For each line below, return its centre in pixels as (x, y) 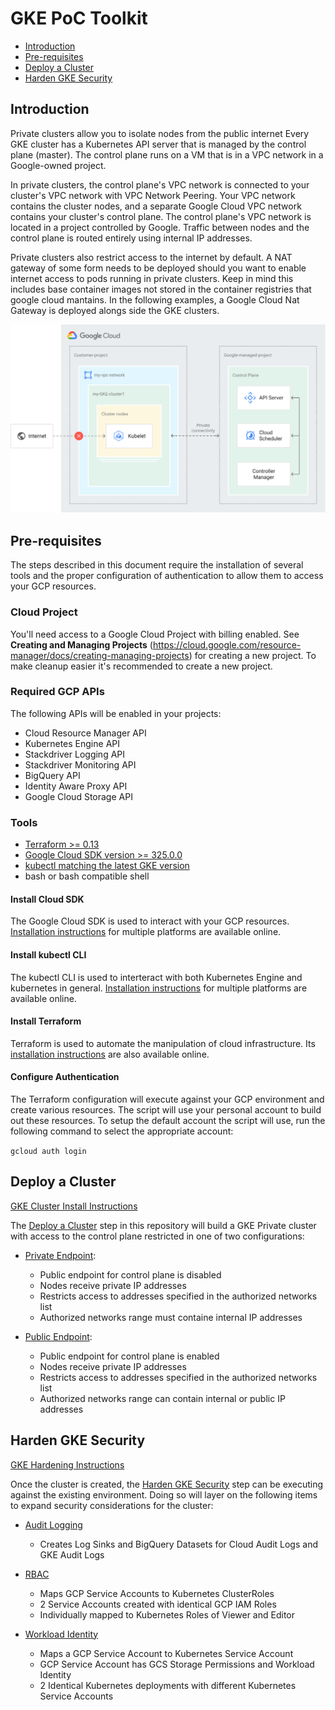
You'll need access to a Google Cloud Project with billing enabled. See (155, 634)
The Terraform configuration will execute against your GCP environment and (167, 1099)
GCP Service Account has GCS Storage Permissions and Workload (177, 1664)
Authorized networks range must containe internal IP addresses (171, 1317)
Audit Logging (53, 1524)
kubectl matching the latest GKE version (107, 866)
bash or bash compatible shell (87, 876)
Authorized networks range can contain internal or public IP (162, 1398)
